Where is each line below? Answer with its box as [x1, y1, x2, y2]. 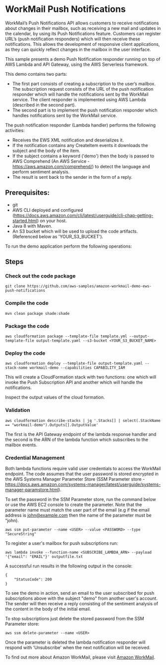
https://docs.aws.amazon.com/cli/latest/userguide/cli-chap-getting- [14, 212, 154, 218]
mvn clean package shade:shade [5, 311, 70, 316]
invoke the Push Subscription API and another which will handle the [5, 380, 143, 386]
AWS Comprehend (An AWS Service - [12, 158, 90, 164]
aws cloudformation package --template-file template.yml [5, 334, 127, 339]
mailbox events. [5, 442, 37, 448]
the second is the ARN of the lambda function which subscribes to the [5, 436, 149, 442]
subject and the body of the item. [12, 147, 80, 153]
